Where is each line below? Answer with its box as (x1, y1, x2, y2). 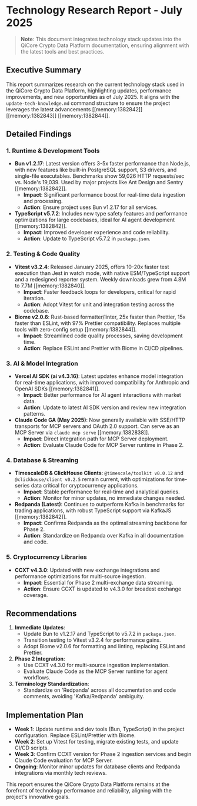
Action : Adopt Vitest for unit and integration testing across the (23, 301, 175, 308)
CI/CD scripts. (14, 744, 49, 751)
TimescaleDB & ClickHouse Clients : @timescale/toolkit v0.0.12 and (14, 469, 184, 477)
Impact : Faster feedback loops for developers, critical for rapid (23, 288, 176, 295)
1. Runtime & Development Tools (6, 147, 100, 155)
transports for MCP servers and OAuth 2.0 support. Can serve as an (14, 423, 180, 430)
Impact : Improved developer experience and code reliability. (23, 229, 170, 236)
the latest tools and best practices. (20, 48, 105, 55)
